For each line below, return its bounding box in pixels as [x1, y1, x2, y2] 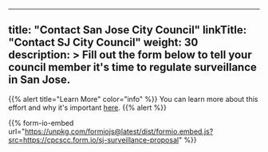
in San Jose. [8, 73, 71, 87]
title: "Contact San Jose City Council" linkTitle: [8, 23, 247, 37]
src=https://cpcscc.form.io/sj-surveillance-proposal [8, 134, 179, 144]
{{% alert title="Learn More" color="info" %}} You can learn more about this [8, 94, 258, 103]
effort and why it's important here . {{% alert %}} [8, 103, 167, 112]
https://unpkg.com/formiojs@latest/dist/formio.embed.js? [24, 127, 214, 136]
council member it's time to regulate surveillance [8, 60, 258, 74]
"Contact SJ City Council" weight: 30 [8, 36, 199, 49]
